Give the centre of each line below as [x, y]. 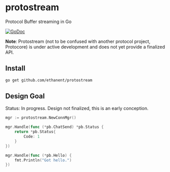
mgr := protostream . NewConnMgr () [41, 118]
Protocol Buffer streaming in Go [39, 21]
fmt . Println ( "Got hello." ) [43, 160]
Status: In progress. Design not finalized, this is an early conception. [77, 109]
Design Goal [25, 96]
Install [15, 68]
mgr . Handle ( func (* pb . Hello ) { [39, 155]
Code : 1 [32, 137]
